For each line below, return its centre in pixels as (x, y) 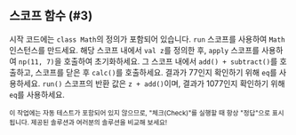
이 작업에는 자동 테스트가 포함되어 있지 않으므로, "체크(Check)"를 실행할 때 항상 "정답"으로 (140, 113)
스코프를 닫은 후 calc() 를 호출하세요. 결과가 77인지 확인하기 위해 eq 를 (156, 72)
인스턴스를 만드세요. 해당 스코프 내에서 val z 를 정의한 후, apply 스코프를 (134, 50)
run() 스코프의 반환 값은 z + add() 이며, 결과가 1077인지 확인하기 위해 (164, 83)
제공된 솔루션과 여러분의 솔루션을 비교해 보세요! (99, 123)
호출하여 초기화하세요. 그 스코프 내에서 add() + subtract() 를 (171, 61)
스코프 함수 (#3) (51, 16)
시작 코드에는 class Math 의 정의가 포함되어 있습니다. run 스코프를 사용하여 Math (148, 39)
